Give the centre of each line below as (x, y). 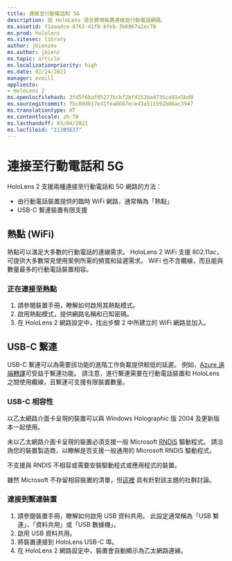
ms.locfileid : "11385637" (44, 130)
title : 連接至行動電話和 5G (43, 14)
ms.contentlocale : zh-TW (43, 116)
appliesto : (23, 85)
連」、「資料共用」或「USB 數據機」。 (68, 524)
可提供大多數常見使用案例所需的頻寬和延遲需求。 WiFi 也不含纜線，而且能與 (115, 261)
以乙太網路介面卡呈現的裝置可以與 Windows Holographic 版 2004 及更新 (110, 418)
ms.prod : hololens (34, 33)
